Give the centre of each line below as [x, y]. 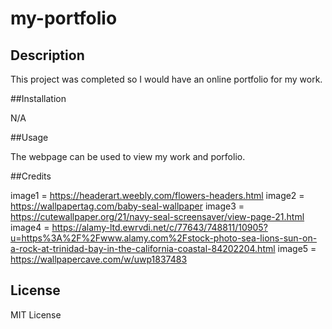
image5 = [297, 248]
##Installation [38, 98]
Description [47, 55]
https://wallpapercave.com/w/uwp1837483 [99, 259]
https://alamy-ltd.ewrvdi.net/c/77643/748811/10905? [159, 227]
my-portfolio [64, 18]
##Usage [29, 137]
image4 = [30, 227]
